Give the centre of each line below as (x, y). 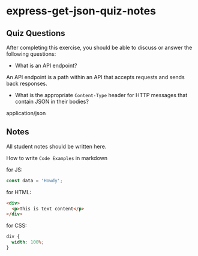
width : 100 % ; (28, 242)
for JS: (14, 170)
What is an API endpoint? (46, 65)
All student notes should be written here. (56, 146)
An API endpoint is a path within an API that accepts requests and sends (95, 77)
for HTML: (19, 192)
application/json (26, 113)
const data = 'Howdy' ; (34, 180)
